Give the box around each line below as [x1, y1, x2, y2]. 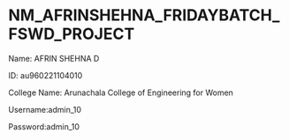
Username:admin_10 [8, 104, 81, 114]
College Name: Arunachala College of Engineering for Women [8, 87, 233, 98]
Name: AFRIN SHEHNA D [8, 53, 100, 63]
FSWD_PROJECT [8, 24, 135, 44]
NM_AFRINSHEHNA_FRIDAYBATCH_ [8, 5, 280, 26]
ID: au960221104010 [8, 70, 83, 80]
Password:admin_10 [8, 121, 80, 132]
